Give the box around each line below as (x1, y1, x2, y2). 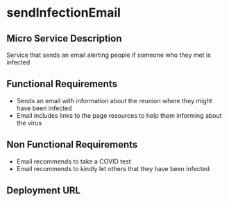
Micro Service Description (6, 33, 122, 44)
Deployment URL (6, 185, 81, 197)
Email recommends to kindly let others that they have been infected (16, 164, 210, 173)
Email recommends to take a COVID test (16, 157, 131, 166)
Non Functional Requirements (6, 139, 138, 150)
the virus (16, 118, 42, 127)
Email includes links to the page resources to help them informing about (16, 111, 223, 119)
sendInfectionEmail (6, 5, 121, 21)
